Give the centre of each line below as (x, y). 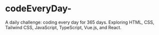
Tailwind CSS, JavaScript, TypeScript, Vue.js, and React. (63, 27)
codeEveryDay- (38, 9)
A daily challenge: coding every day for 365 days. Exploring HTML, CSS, (80, 22)
